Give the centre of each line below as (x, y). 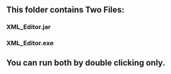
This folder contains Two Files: (66, 10)
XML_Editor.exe (30, 43)
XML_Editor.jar (29, 27)
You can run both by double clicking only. (86, 63)
